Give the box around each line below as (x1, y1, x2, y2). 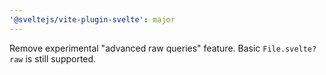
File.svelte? (262, 44, 317, 54)
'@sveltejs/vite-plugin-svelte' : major (9, 14, 176, 25)
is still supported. (25, 52, 97, 65)
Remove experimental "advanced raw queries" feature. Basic (9, 42, 261, 54)
